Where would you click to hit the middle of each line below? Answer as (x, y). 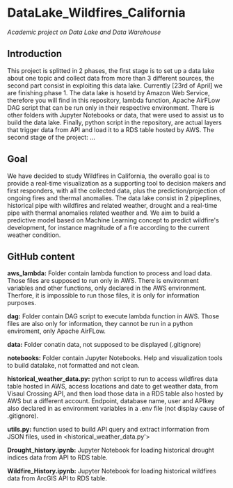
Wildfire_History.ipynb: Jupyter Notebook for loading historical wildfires (112, 471)
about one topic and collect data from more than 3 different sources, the (111, 78)
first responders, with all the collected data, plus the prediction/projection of (116, 190)
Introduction (35, 54)
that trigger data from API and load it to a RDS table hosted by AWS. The (111, 129)
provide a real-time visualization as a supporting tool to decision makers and (116, 183)
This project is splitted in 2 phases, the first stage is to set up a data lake (111, 70)
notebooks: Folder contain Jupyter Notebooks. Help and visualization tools (115, 358)
